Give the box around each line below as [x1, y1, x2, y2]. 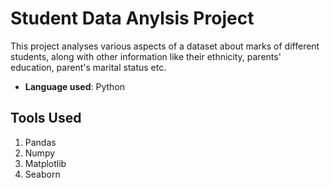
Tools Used [10, 110, 82, 127]
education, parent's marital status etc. [10, 61, 167, 73]
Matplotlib [24, 157, 67, 169]
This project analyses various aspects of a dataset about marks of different [10, 40, 320, 52]
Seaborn [24, 168, 61, 180]
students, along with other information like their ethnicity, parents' [10, 50, 282, 62]
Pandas [24, 136, 57, 148]
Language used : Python [24, 80, 125, 92]
